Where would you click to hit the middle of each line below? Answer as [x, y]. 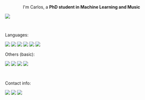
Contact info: [18, 83]
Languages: [17, 35]
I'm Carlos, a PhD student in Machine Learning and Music [81, 7]
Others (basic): [20, 54]
